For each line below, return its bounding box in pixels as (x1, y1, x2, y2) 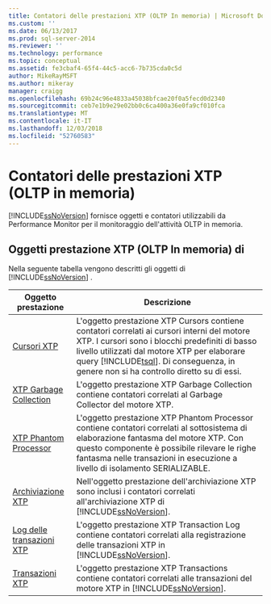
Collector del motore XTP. (76, 399, 174, 410)
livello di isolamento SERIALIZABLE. (76, 463, 211, 474)
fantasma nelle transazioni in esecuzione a (76, 453, 238, 464)
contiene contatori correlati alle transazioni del (76, 573, 252, 584)
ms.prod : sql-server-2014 (8, 34, 95, 43)
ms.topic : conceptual (8, 57, 81, 65)
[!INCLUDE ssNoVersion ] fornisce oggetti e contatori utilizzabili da (8, 211, 226, 220)
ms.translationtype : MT (8, 110, 89, 118)
